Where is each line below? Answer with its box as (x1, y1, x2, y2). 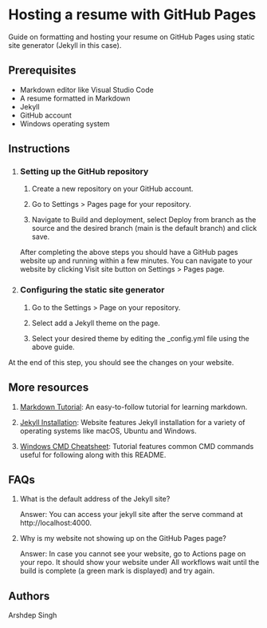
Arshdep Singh (8, 610, 57, 620)
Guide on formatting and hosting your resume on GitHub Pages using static (8, 32, 255, 42)
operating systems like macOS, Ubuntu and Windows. (19, 426, 197, 435)
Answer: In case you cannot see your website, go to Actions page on (19, 549, 246, 558)
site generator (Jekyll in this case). (8, 40, 122, 50)
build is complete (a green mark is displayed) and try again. (19, 566, 215, 576)
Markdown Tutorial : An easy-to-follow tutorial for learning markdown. (19, 402, 248, 411)
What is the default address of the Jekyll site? (19, 494, 171, 504)
